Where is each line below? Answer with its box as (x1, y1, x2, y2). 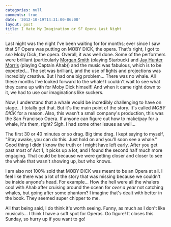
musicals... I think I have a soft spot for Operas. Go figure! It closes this (5, 211, 154, 217)
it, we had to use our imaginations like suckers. (5, 89, 104, 96)
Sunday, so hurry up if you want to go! (5, 216, 85, 222)
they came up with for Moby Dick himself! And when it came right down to (5, 84, 161, 90)
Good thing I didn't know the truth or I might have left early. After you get (5, 142, 158, 148)
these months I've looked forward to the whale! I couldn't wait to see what (5, 79, 160, 85)
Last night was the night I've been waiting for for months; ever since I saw (5, 40, 160, 47)
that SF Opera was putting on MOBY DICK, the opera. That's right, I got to (5, 46, 160, 52)
